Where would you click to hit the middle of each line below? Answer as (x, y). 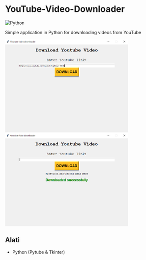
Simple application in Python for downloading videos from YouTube (73, 32)
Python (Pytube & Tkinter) (39, 252)
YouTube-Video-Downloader (65, 9)
